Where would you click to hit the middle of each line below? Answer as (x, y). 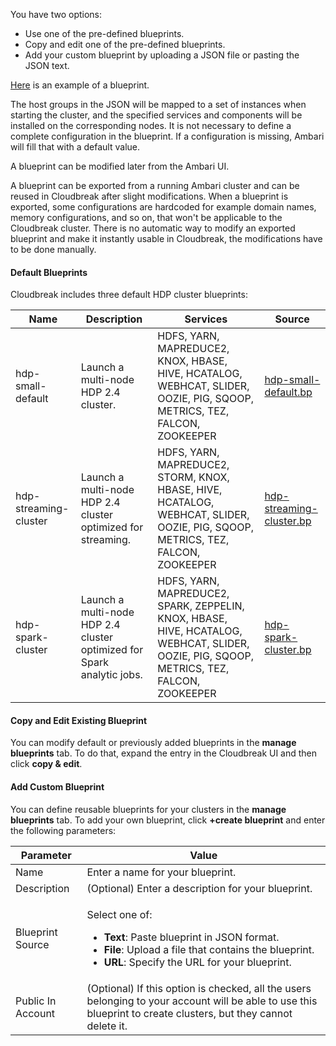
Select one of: (119, 914)
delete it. (107, 1026)
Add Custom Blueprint (57, 787)
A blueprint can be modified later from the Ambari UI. (120, 166)
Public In (36, 1001)
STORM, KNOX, (193, 477)
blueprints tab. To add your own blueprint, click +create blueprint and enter (168, 820)
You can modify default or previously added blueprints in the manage (153, 743)
